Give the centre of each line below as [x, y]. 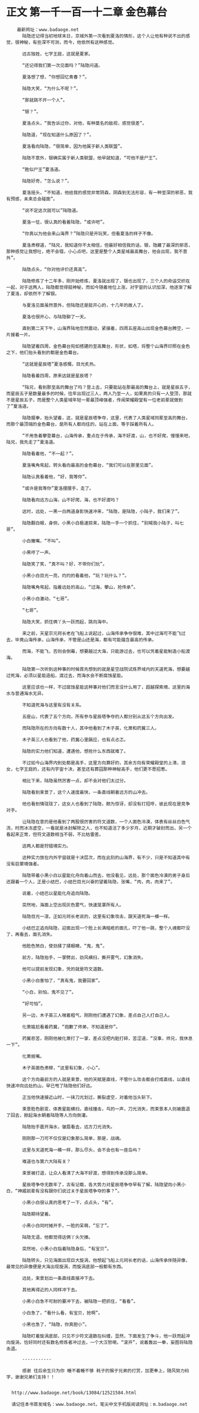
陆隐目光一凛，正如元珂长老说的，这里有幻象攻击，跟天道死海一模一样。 [97, 917]
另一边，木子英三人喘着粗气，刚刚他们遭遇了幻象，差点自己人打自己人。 [97, 1015]
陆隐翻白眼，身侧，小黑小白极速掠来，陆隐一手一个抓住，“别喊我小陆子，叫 [101, 523]
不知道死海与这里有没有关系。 [53, 705]
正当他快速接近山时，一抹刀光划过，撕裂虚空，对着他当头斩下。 [88, 1097]
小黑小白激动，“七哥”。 [47, 598]
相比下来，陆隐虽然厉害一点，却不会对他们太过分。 [75, 780]
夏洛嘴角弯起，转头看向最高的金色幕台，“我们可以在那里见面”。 [89, 465]
